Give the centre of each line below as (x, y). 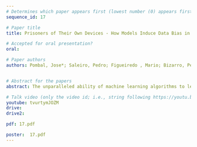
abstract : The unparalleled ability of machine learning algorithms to (95, 86)
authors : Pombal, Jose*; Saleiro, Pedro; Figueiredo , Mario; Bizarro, (95, 65)
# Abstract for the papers (39, 81)
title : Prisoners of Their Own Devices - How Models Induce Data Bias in (98, 33)
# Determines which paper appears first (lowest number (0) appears (91, 11)
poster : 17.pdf (26, 135)
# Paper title (23, 28)
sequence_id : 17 (26, 17)
